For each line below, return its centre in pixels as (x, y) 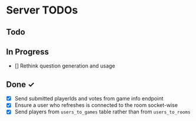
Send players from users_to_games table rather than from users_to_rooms (102, 112)
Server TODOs (42, 10)
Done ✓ (21, 84)
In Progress (27, 51)
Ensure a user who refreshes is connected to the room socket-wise (96, 105)
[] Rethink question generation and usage (65, 66)
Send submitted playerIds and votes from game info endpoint (89, 99)
